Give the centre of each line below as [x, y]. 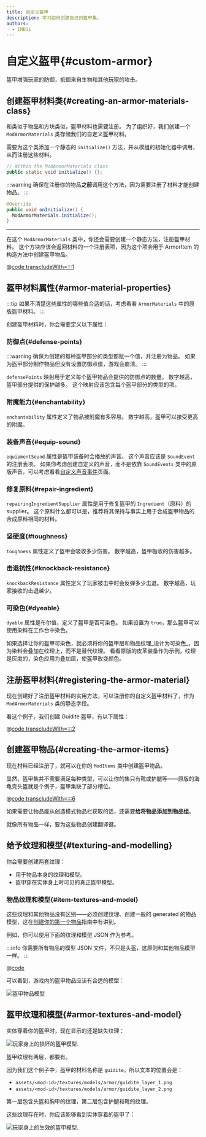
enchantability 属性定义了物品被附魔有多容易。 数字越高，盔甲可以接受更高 [102, 417]
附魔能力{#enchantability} [46, 402]
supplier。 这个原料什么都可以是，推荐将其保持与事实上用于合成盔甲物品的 [101, 511]
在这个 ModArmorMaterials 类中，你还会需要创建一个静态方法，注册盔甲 [96, 239]
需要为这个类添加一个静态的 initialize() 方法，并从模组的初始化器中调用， [102, 147]
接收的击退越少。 [33, 591]
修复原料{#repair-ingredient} [50, 489]
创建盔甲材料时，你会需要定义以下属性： [57, 324]
